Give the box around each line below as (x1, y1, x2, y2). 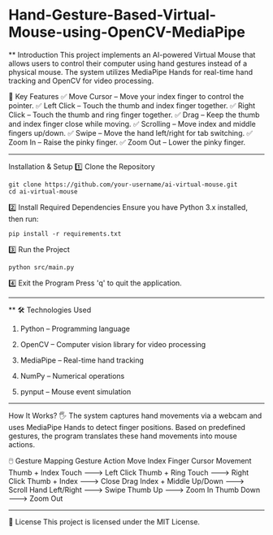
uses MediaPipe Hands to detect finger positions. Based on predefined (8, 422, 246, 432)
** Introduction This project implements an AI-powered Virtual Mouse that (8, 50, 256, 59)
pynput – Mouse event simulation (19, 386, 132, 396)
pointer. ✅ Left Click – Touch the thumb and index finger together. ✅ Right (8, 100, 256, 111)
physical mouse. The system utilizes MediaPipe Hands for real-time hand (8, 67, 253, 76)
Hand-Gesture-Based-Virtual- (8, 6, 217, 24)
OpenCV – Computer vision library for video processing (19, 339, 206, 349)
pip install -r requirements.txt (8, 229, 122, 237)
